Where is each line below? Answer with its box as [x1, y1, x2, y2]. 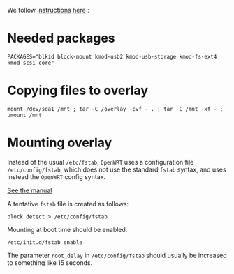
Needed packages [7, 31, 115, 46]
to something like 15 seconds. [7, 258, 93, 267]
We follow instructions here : [7, 6, 89, 14]
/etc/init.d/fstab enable [7, 238, 82, 246]
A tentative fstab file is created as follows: [7, 199, 129, 208]
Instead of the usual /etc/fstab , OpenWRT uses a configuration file [7, 158, 194, 166]
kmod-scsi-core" [7, 59, 54, 66]
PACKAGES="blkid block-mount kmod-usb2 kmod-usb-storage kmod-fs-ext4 [7, 53, 217, 60]
